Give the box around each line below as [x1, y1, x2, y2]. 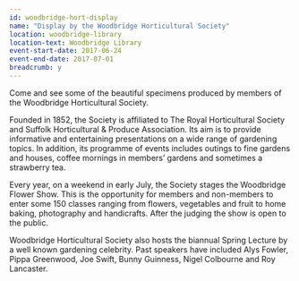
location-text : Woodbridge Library [9, 38, 142, 47]
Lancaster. [9, 263, 48, 274]
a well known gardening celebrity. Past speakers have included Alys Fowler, [9, 243, 289, 255]
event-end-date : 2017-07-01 [9, 55, 115, 64]
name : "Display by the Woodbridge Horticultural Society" [9, 21, 230, 30]
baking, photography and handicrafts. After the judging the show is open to [9, 208, 286, 218]
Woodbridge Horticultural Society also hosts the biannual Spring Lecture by [9, 234, 288, 245]
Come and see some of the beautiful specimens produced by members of [9, 87, 282, 98]
